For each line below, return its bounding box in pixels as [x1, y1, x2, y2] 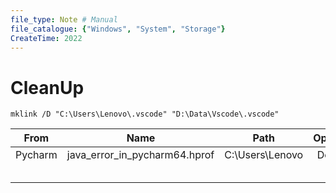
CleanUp [10, 76, 85, 99]
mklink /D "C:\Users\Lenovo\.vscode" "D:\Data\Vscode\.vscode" [10, 109, 280, 120]
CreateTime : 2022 [10, 33, 83, 43]
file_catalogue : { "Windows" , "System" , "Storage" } [10, 24, 226, 34]
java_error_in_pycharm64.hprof [66, 148, 215, 162]
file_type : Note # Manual [10, 14, 118, 25]
